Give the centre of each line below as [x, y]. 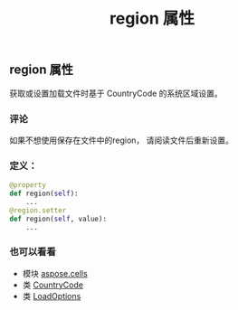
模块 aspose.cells [55, 273]
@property [28, 185]
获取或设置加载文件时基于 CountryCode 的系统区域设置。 [116, 93]
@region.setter [38, 210]
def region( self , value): [58, 219]
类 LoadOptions [52, 296]
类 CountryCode [53, 285]
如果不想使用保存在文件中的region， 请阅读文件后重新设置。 [121, 140]
